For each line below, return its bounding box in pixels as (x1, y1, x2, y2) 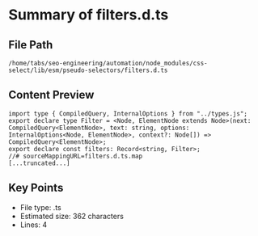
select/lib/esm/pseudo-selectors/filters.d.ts (8, 66, 168, 74)
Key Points (8, 181, 64, 195)
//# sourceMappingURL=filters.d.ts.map (8, 152, 143, 160)
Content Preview (8, 88, 95, 102)
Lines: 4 (19, 220, 47, 230)
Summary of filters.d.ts (8, 6, 169, 24)
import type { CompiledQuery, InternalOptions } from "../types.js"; (8, 109, 248, 118)
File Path (8, 38, 53, 52)
